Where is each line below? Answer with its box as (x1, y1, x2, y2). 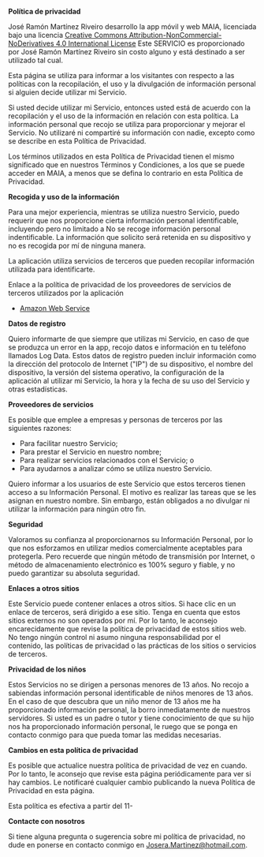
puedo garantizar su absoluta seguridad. (8, 568, 140, 578)
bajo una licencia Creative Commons (8, 31, 128, 39)
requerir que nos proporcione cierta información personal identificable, (8, 216, 239, 225)
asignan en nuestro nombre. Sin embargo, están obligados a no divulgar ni (8, 496, 251, 505)
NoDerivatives (8, 39, 54, 48)
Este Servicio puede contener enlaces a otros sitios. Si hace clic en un (8, 599, 236, 608)
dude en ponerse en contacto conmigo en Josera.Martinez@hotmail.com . (8, 840, 248, 849)
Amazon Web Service (19, 304, 91, 312)
